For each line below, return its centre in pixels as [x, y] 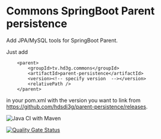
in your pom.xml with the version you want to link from [74, 100]
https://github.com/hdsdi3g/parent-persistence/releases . [77, 107]
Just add [17, 52]
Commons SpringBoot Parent [80, 11]
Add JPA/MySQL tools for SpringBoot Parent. [62, 40]
